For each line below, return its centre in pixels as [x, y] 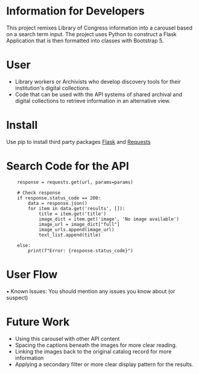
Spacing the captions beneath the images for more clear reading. [96, 345]
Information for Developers [75, 11]
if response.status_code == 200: [59, 198]
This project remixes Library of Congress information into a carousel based [99, 28]
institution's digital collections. [53, 88]
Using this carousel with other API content [67, 338]
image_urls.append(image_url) [76, 229]
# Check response [39, 193]
